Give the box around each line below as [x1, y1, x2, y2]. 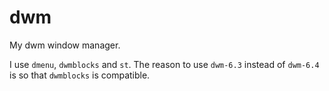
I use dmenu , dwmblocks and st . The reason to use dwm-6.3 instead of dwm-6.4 [9, 58, 320, 70]
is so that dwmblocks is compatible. [9, 69, 151, 81]
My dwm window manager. [9, 39, 121, 51]
